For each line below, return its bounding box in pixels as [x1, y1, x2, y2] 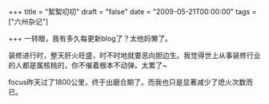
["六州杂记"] [8, 17, 49, 26]
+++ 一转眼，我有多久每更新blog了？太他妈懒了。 [8, 34, 172, 43]
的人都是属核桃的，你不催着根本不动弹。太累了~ [8, 60, 168, 70]
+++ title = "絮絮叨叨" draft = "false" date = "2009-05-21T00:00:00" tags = [8, 7, 257, 16]
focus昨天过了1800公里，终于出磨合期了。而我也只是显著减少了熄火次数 [8, 78, 247, 87]
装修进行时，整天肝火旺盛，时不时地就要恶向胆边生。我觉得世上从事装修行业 [8, 51, 261, 60]
